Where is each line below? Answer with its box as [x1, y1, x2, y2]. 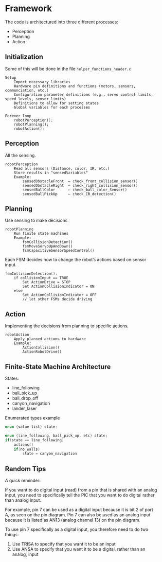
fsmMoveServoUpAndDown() [22, 244, 73, 249]
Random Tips [5, 465, 46, 473]
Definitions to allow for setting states [14, 101, 99, 105]
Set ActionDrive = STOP [22, 280, 71, 285]
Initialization [5, 53, 44, 61]
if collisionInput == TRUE [14, 276, 69, 281]
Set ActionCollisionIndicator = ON [22, 284, 95, 289]
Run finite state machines [14, 231, 69, 236]
